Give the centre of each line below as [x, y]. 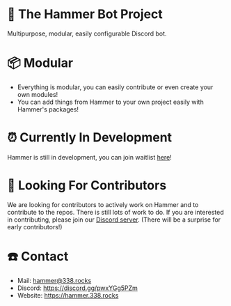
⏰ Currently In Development [90, 138]
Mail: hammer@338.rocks [54, 280]
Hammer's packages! [48, 109]
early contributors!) [35, 227]
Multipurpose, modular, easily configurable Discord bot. [87, 33]
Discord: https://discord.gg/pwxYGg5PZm [77, 288]
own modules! [38, 94]
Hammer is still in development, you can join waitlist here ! [89, 157]
